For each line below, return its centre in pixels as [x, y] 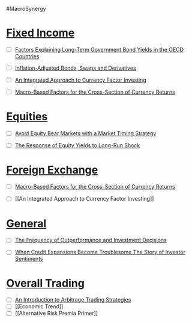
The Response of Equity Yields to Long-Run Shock [77, 145]
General [26, 223]
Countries [27, 56]
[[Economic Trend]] [39, 306]
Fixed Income [40, 33]
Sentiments [29, 259]
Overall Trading [46, 283]
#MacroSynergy [26, 9]
